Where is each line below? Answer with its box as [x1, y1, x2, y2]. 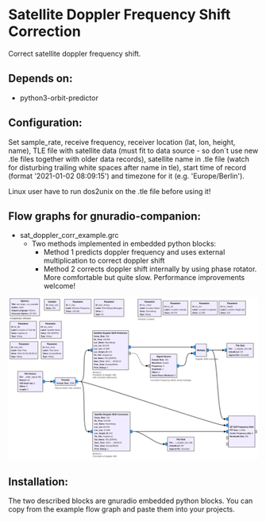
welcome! [43, 281, 75, 291]
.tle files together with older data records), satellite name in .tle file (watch [8, 154, 250, 164]
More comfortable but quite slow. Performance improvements [43, 273, 245, 282]
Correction [8, 22, 81, 41]
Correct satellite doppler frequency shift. [8, 49, 141, 58]
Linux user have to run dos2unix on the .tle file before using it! [8, 186, 211, 196]
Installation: [8, 475, 69, 489]
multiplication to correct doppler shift [43, 256, 165, 266]
